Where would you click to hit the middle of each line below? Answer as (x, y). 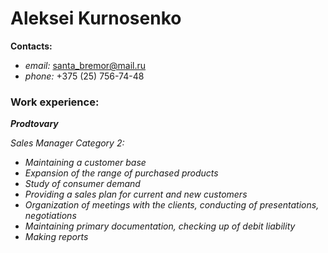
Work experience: (55, 102)
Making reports (56, 237)
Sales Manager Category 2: (67, 143)
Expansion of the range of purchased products (121, 173)
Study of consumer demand (82, 184)
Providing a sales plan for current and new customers (136, 194)
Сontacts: (31, 46)
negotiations (50, 216)
